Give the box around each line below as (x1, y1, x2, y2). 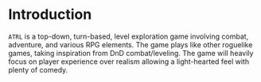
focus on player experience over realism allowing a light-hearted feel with (8, 57, 249, 66)
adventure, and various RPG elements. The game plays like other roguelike (8, 39, 253, 49)
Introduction (8, 6, 92, 24)
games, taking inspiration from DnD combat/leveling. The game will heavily (8, 48, 254, 58)
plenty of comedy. (8, 65, 68, 74)
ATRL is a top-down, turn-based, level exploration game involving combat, (8, 32, 249, 41)
